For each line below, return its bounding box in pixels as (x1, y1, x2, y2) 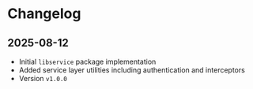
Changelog (7, 5, 81, 23)
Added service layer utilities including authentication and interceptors (18, 65, 246, 75)
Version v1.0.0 (18, 74, 68, 83)
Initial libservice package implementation (18, 57, 157, 66)
